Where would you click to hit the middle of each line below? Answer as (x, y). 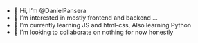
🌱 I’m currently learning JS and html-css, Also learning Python (102, 25)
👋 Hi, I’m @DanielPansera (50, 11)
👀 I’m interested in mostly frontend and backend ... (85, 18)
